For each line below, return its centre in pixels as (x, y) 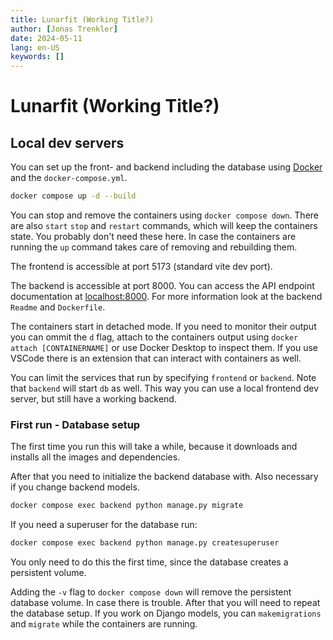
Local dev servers (67, 142)
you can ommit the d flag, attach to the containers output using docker (154, 337)
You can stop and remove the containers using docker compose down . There (164, 215)
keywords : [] (37, 57)
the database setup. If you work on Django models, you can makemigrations (166, 613)
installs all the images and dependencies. (95, 457)
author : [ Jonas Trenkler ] (64, 29)
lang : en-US (35, 47)
